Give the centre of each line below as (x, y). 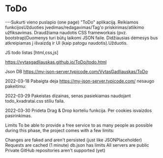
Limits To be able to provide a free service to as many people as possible (79, 125)
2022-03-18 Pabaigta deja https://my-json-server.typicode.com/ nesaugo (80, 81)
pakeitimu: (16, 86)
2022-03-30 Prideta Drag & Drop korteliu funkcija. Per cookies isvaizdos (79, 110)
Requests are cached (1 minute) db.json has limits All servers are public (77, 145)
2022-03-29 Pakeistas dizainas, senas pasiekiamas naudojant (68, 96)
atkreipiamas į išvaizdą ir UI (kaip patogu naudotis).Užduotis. (66, 43)
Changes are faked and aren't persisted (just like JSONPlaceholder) (74, 140)
